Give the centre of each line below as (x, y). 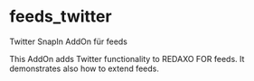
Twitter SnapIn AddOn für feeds (69, 41)
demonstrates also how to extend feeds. (85, 68)
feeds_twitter (61, 17)
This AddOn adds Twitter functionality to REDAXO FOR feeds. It (127, 58)
